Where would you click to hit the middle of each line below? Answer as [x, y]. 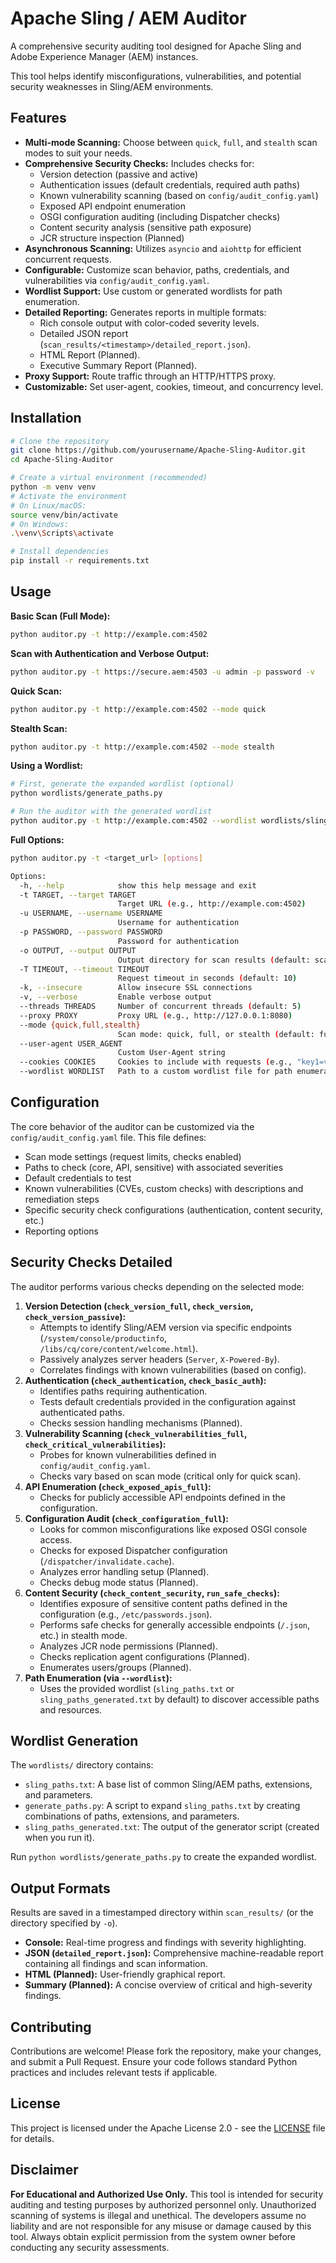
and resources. [71, 1709]
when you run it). [59, 1838]
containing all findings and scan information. [116, 1964]
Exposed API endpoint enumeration [113, 206]
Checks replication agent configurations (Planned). [144, 1656]
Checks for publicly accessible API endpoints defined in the [162, 1497]
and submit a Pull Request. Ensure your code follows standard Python [154, 2062]
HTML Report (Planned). [90, 354]
